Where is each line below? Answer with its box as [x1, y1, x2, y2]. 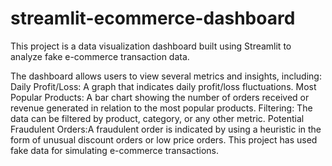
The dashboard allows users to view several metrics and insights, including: [10, 70, 322, 82]
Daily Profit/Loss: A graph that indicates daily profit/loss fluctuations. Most [10, 80, 317, 92]
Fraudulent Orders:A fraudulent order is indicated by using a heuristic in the [10, 123, 322, 135]
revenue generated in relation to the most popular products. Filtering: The [10, 102, 313, 114]
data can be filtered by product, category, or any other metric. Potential [10, 112, 305, 124]
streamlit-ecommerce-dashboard [10, 7, 296, 30]
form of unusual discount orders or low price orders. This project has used [10, 133, 318, 146]
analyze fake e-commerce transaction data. [10, 50, 190, 62]
